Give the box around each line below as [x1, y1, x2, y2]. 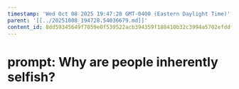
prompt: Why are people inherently [7, 54, 218, 70]
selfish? [7, 69, 55, 85]
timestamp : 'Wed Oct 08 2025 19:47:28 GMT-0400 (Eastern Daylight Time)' [7, 10, 231, 18]
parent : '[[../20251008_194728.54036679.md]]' [7, 17, 148, 24]
